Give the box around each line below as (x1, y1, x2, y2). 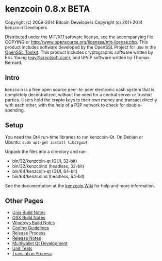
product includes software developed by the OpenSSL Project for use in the (5, 44, 156, 50)
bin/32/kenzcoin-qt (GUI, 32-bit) (12, 158, 78, 164)
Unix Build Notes (12, 210, 46, 215)
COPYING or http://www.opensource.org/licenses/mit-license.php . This (5, 39, 148, 45)
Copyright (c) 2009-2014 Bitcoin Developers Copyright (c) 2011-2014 (5, 19, 143, 25)
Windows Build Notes (12, 220, 55, 226)
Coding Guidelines (12, 225, 49, 231)
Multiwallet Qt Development (12, 241, 68, 246)
